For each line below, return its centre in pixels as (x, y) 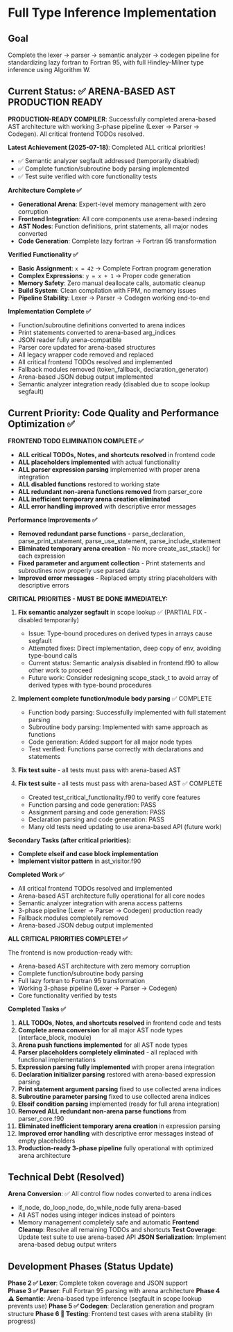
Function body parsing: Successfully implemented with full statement (127, 712)
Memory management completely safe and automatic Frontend (109, 1222)
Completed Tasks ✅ (37, 1009)
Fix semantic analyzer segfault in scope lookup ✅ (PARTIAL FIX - (112, 612)
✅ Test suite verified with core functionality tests (87, 176)
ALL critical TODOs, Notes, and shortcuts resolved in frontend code (116, 454)
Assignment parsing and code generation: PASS (97, 812)
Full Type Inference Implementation (112, 13)
